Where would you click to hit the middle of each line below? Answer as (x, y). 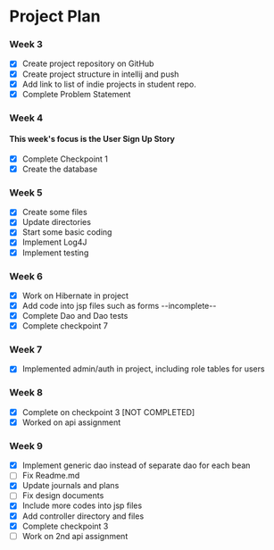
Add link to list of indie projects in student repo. (109, 84)
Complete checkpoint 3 (65, 526)
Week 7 (26, 350)
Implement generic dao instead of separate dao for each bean (136, 465)
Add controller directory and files (83, 516)
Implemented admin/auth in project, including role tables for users (143, 369)
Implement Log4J (54, 242)
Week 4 (26, 118)
